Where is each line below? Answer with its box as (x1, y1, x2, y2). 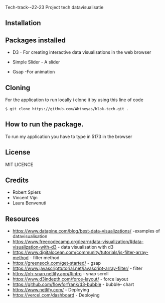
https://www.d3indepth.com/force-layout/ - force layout (12, 276, 128, 282)
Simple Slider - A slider (12, 59, 60, 65)
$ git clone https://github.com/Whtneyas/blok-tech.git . (5, 107, 129, 112)
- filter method (30, 255, 60, 261)
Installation (5, 19, 41, 27)
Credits (5, 176, 29, 185)
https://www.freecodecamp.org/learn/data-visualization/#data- (12, 239, 144, 245)
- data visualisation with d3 (57, 244, 114, 250)
